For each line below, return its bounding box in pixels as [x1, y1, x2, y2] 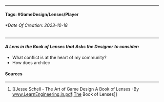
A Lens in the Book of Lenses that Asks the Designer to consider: [5, 44, 140, 50]
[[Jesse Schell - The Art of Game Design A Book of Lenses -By [12, 86, 139, 92]
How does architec [12, 60, 50, 66]
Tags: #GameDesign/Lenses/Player [5, 11, 79, 17]
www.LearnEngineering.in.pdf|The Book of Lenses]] [12, 91, 117, 97]
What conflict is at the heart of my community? [12, 54, 107, 60]
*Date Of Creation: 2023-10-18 [5, 22, 68, 28]
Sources [5, 71, 23, 77]
